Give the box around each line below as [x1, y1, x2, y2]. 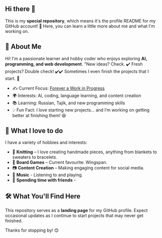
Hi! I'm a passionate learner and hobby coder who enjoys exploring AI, [5, 55, 147, 61]
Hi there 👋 [5, 5, 36, 13]
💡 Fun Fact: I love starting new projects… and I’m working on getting [12, 107, 150, 113]
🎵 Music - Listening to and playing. [12, 172, 83, 178]
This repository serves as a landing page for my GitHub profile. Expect [5, 208, 148, 214]
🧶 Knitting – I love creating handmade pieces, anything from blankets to [12, 149, 158, 155]
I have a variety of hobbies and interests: [5, 140, 87, 145]
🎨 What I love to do [5, 127, 63, 135]
